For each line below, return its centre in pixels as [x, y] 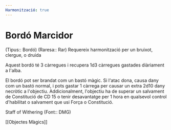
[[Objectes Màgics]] [26, 122]
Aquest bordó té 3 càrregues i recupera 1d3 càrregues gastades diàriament [85, 65]
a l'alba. [14, 70]
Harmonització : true [27, 10]
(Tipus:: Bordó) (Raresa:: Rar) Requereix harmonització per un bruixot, [79, 50]
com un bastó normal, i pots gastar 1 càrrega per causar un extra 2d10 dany [85, 85]
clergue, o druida [23, 55]
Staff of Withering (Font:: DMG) [38, 112]
